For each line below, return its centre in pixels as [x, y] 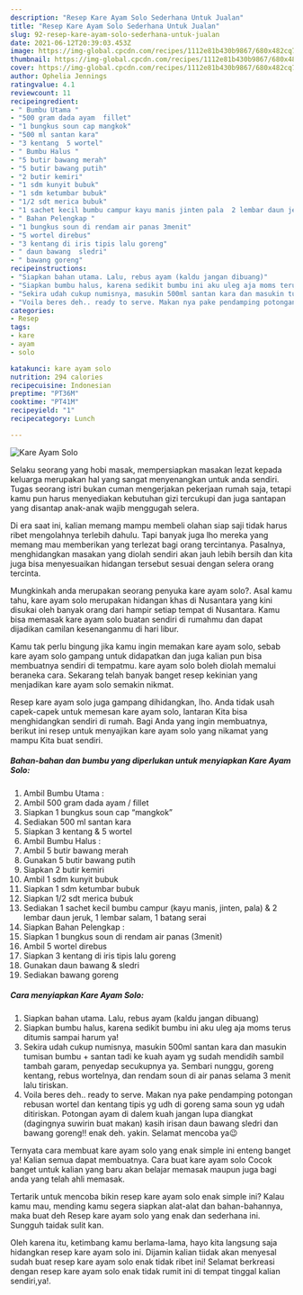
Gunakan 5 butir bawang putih [79, 859]
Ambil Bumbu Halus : [62, 841]
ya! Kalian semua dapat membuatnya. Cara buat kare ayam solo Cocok [141, 1160]
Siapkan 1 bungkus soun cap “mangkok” [98, 812]
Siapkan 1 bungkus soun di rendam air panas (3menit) [123, 936]
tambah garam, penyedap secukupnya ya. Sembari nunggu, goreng [148, 1066]
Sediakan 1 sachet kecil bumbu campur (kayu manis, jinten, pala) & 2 [150, 908]
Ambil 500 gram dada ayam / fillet [86, 803]
